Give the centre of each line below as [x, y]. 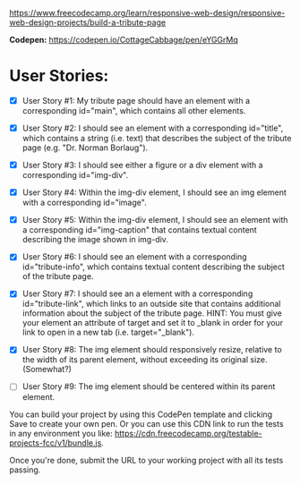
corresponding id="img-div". [75, 175]
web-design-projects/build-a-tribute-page [88, 22]
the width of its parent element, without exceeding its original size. [145, 360]
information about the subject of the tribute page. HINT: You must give [152, 313]
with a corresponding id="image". [84, 203]
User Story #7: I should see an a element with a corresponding [137, 293]
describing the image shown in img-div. [95, 240]
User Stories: [59, 76]
